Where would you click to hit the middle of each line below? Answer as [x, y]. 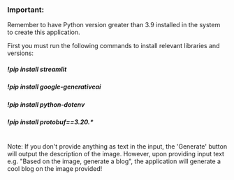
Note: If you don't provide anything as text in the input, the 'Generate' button [117, 147]
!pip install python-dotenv [46, 104]
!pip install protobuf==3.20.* [51, 122]
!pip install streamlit [37, 69]
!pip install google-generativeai [54, 87]
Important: [26, 10]
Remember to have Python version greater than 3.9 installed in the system [114, 25]
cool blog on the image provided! [55, 169]
